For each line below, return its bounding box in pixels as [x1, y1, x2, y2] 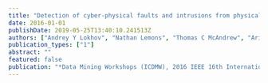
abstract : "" [8, 48, 52, 56]
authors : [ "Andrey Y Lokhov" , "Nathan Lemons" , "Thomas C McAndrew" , [8, 33, 245, 42]
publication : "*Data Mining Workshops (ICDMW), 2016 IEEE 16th [8, 63, 223, 71]
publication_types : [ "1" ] [8, 41, 94, 49]
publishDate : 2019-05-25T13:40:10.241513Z [8, 26, 152, 34]
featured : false [8, 56, 62, 64]
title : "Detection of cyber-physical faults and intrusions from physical [8, 11, 262, 20]
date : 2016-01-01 [8, 19, 66, 27]
